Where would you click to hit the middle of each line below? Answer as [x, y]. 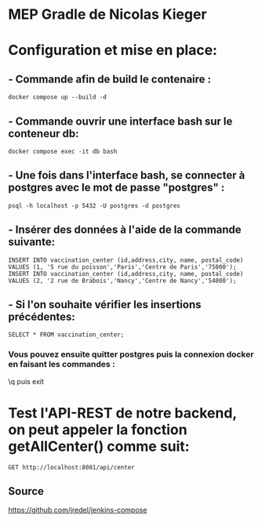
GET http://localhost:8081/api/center [71, 467]
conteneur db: [44, 134]
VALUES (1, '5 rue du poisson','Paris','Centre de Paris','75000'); [122, 267]
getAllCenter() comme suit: [99, 446]
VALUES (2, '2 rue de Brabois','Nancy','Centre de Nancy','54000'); [122, 281]
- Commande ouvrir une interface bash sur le [120, 121]
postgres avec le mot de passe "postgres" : [116, 188]
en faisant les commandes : [62, 364]
